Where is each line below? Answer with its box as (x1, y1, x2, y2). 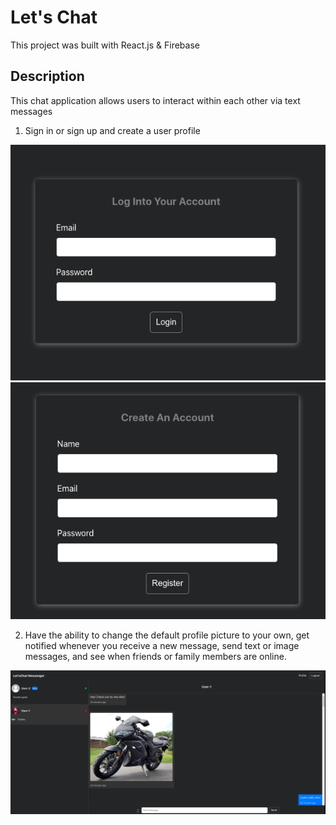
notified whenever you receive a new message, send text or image (24, 639, 300, 651)
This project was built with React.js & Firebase (10, 39, 200, 51)
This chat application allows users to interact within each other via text (10, 94, 301, 106)
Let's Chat (10, 6, 98, 29)
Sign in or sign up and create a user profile (24, 124, 201, 136)
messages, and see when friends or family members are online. (24, 650, 287, 662)
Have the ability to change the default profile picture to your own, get (24, 629, 310, 641)
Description (10, 68, 85, 85)
